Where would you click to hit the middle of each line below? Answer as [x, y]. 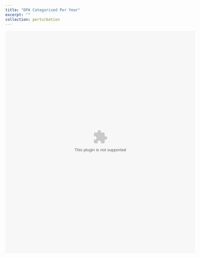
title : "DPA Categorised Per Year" [43, 10]
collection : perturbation [32, 19]
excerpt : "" [18, 15]
